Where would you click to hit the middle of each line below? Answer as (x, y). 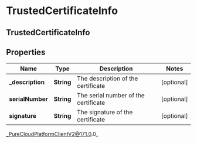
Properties (26, 52)
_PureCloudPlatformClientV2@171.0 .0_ (52, 134)
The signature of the (105, 113)
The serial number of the (111, 96)
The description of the (108, 79)
